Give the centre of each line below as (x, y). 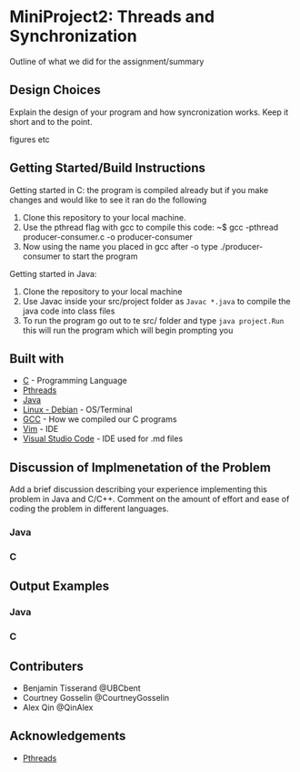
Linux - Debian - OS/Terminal (77, 410)
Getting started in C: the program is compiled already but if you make (139, 190)
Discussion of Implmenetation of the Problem (140, 467)
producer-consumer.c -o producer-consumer (108, 237)
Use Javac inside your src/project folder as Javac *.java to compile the (156, 301)
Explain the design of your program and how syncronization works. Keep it (149, 112)
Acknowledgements (68, 736)
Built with (37, 359)
